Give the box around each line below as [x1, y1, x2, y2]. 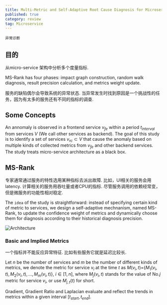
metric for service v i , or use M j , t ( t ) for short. [5, 277, 95, 285]
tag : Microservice [5, 21, 43, 26]
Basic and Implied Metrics [5, 237, 69, 244]
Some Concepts [5, 111, 56, 119]
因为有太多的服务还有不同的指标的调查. [13, 97, 94, 102]
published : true [5, 12, 39, 17]
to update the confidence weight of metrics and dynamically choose [17, 210, 158, 216]
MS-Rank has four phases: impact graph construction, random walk [5, 75, 144, 81]
